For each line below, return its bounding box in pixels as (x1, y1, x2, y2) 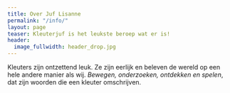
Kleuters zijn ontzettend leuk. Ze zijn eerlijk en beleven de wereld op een (7, 63, 221, 71)
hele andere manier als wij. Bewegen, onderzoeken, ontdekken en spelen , (7, 70, 224, 79)
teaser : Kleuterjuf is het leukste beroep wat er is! (7, 30, 171, 38)
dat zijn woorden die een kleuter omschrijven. (7, 78, 142, 86)
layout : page (7, 23, 46, 31)
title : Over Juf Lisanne (7, 10, 81, 18)
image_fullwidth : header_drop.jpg (14, 43, 116, 50)
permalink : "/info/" (7, 17, 69, 24)
